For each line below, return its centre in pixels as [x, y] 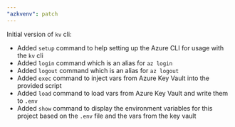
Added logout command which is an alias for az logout [98, 70]
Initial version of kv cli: [39, 34]
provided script [39, 85]
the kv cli [30, 55]
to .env [27, 101]
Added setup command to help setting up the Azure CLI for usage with [120, 48]
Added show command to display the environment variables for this [115, 108]
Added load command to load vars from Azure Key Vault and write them [122, 93]
